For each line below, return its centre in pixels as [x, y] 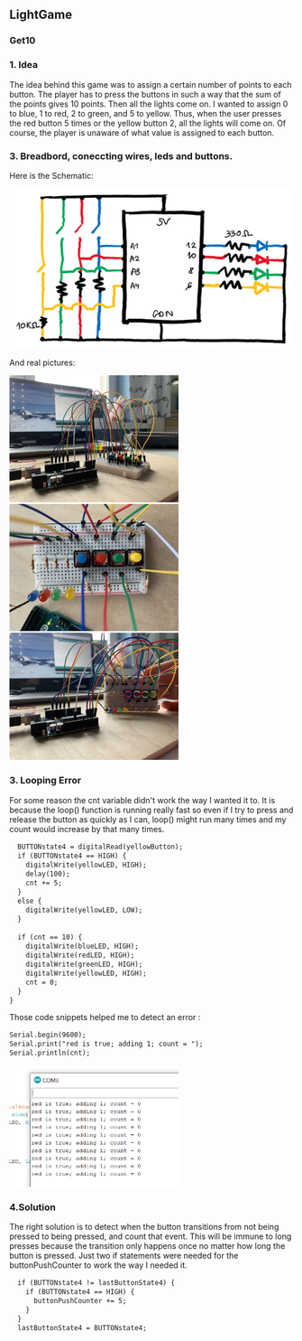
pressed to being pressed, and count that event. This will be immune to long [151, 1236]
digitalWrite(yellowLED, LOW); [84, 910]
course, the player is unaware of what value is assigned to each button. [142, 132]
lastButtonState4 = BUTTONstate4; [82, 1328]
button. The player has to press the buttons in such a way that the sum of [145, 94]
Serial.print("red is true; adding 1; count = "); [106, 1044]
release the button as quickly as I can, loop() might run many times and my [148, 819]
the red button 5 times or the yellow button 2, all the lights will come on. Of [148, 123]
